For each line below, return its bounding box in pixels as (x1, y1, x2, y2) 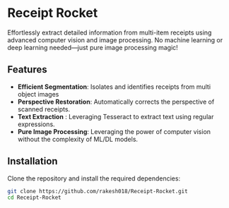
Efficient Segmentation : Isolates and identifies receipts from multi (17, 82, 211, 91)
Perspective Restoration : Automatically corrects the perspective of (17, 97, 215, 106)
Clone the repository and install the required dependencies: (7, 174, 181, 183)
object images (17, 90, 59, 98)
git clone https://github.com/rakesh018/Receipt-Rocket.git (7, 188, 189, 195)
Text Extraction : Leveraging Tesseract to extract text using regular (17, 112, 214, 121)
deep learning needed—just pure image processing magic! (7, 43, 178, 51)
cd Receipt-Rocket (7, 194, 61, 202)
